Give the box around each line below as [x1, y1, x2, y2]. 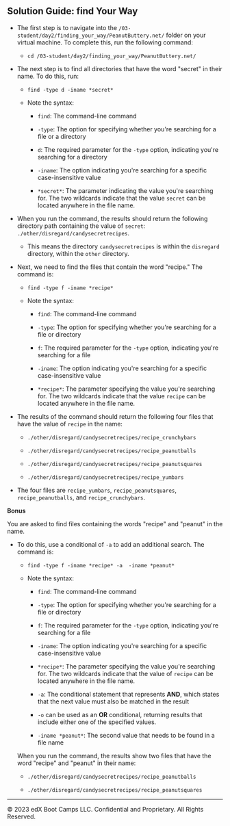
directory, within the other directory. [27, 249, 130, 257]
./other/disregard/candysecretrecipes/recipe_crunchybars [27, 434, 196, 441]
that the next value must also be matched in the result [37, 697, 190, 706]
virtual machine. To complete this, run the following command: [16, 38, 194, 47]
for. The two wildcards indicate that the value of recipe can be [37, 669, 214, 677]
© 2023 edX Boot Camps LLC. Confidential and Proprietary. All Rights [7, 805, 204, 813]
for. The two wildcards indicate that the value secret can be [37, 194, 207, 202]
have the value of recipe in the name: [16, 420, 123, 428]
